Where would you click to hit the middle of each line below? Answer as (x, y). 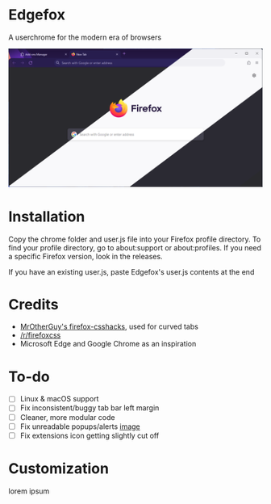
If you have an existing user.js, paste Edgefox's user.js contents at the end (131, 271)
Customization (58, 468)
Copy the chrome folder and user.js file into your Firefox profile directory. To (135, 239)
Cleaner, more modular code (67, 417)
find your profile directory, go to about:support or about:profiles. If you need (135, 247)
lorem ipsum (29, 491)
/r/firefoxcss (40, 335)
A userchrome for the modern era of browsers (85, 37)
